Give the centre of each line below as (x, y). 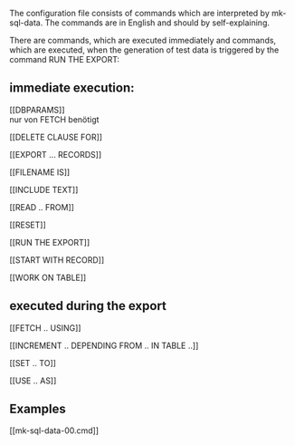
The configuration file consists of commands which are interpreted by (139, 13)
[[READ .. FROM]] (42, 207)
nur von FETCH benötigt (54, 119)
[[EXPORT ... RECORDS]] (56, 154)
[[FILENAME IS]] (40, 172)
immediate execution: (72, 88)
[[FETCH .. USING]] (45, 328)
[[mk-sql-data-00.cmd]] (54, 430)
